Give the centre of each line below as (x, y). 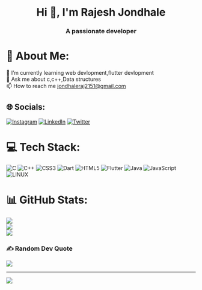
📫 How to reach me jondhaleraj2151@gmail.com (66, 86)
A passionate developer (101, 31)
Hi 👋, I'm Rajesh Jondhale (101, 12)
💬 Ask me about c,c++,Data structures (54, 79)
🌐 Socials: (26, 107)
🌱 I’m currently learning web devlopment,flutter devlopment (80, 73)
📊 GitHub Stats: (47, 200)
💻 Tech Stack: (43, 147)
